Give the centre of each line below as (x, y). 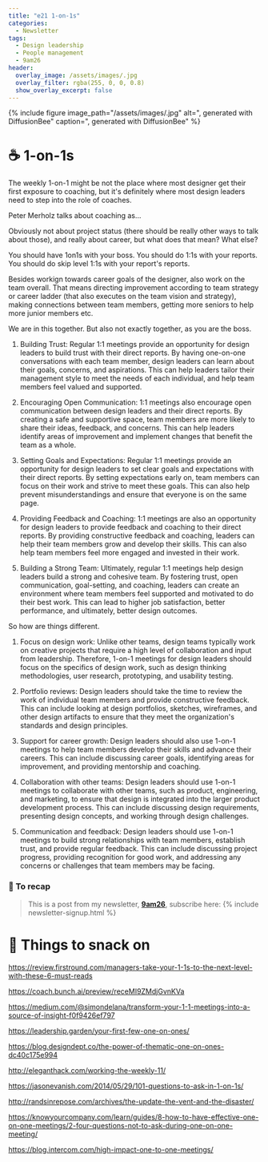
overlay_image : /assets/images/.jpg (76, 75)
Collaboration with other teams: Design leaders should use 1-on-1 (128, 782)
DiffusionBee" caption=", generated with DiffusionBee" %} (105, 122)
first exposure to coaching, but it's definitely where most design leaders (127, 192)
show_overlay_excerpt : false (64, 90)
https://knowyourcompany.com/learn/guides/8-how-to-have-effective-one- (134, 1117)
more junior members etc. (51, 313)
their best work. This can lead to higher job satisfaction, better (122, 603)
